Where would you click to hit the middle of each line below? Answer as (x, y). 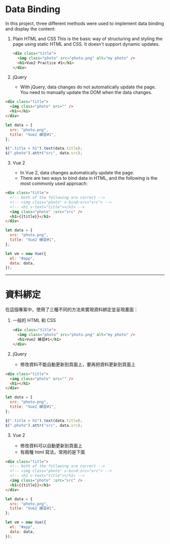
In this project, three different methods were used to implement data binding (85, 23)
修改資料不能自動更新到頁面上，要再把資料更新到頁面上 (78, 364)
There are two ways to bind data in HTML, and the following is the (89, 178)
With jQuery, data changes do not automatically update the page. (88, 87)
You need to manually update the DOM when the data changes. (86, 92)
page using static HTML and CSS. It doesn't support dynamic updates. (86, 44)
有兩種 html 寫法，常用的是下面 (52, 452)
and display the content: (30, 28)
